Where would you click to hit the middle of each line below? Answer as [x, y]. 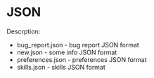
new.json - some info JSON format [67, 52]
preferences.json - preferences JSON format [82, 59]
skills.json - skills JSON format [61, 67]
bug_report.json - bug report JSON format [78, 45]
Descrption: [24, 31]
